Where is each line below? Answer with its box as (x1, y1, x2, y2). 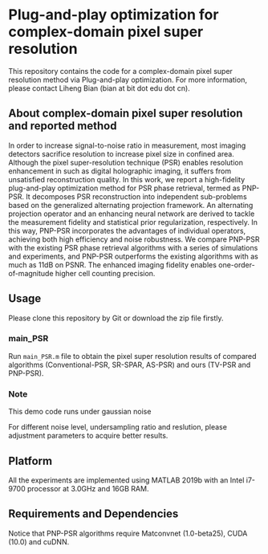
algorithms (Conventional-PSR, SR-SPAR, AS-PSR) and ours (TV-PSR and (8, 360, 251, 369)
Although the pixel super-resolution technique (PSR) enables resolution (8, 157, 243, 167)
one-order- (217, 259, 255, 270)
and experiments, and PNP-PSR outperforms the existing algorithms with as (8, 251, 259, 261)
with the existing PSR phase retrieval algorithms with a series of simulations (8, 242, 258, 252)
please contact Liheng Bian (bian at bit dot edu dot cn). (8, 83, 190, 93)
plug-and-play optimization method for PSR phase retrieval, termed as (8, 183, 241, 193)
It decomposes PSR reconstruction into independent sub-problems (25, 191, 247, 202)
